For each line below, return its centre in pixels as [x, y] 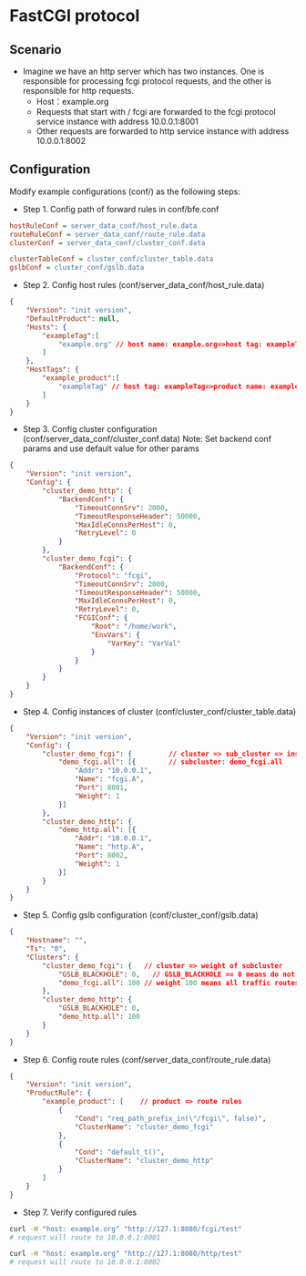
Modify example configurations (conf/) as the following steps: [125, 191]
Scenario [36, 50]
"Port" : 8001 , [101, 788]
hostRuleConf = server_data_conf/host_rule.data [103, 226]
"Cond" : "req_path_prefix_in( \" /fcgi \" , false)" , [170, 1118]
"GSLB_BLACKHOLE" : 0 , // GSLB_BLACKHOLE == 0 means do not [177, 974]
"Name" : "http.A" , [109, 847]
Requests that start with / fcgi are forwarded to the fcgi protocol [156, 112]
